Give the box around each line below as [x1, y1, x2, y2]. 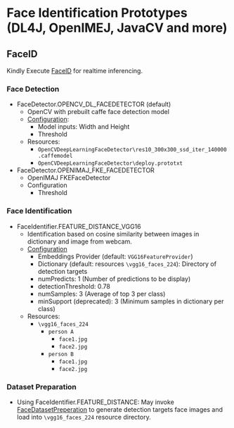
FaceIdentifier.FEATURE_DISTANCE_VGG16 [16, 222, 141, 230]
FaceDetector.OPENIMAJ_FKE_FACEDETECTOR [16, 166, 155, 175]
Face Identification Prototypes [6, 5, 188, 21]
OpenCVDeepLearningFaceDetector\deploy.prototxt [37, 160, 183, 167]
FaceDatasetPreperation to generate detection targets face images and [16, 405, 223, 413]
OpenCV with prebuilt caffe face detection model [27, 108, 170, 116]
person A [48, 328, 74, 335]
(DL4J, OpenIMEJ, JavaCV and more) [6, 20, 228, 36]
